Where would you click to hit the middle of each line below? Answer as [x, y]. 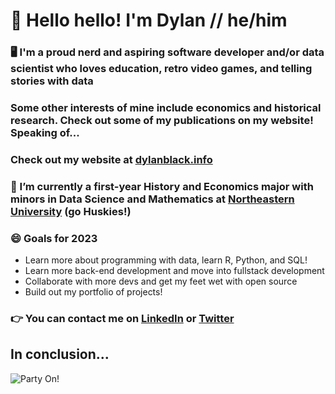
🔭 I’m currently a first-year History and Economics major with [162, 186]
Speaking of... [45, 133]
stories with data [52, 81]
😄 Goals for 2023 [54, 238]
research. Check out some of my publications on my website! [162, 121]
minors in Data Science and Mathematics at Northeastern [152, 199]
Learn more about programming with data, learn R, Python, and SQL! [166, 260]
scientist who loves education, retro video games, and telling [161, 69]
